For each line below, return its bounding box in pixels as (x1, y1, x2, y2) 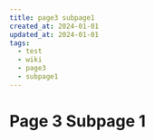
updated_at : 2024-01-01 (9, 30, 100, 39)
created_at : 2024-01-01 (9, 22, 100, 31)
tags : (9, 38, 30, 48)
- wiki (17, 55, 43, 64)
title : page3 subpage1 (9, 13, 95, 23)
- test (17, 47, 43, 56)
